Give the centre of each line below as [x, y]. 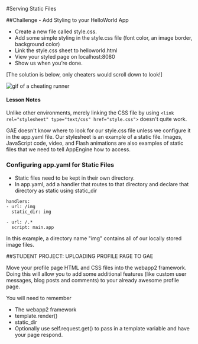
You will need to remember [39, 298]
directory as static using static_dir [56, 190]
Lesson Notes [23, 100]
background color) [37, 44]
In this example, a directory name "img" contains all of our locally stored [94, 238]
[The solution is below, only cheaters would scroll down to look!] [84, 74]
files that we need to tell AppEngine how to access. [69, 149]
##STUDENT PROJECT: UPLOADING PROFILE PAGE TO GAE [80, 256]
